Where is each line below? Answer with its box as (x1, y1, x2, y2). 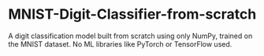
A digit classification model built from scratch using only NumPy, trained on (8, 31, 253, 40)
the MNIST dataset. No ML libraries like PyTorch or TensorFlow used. (8, 39, 232, 48)
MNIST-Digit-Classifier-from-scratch (8, 5, 257, 23)
